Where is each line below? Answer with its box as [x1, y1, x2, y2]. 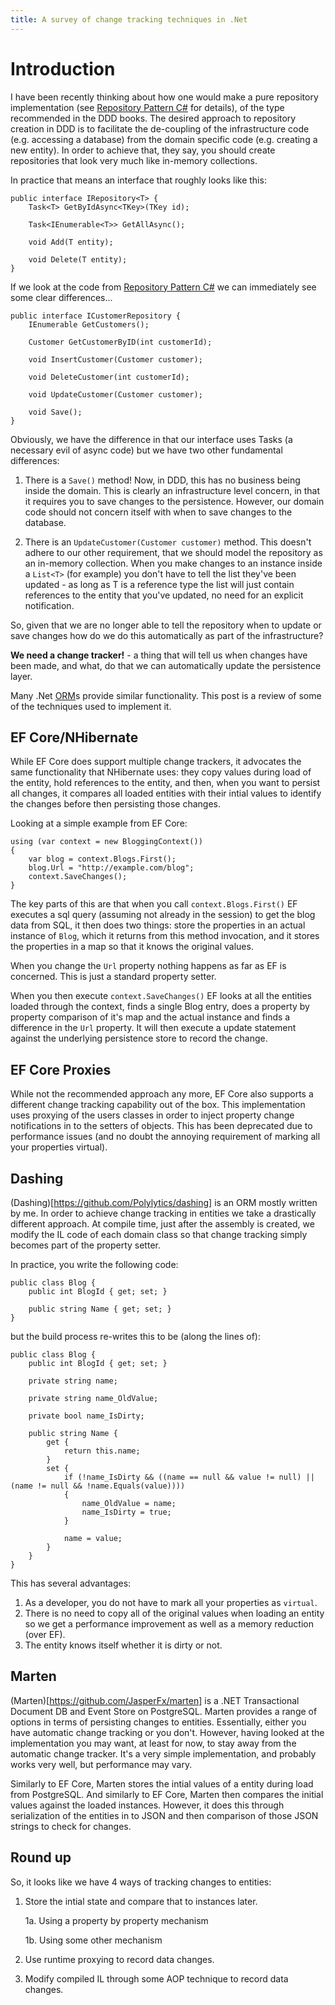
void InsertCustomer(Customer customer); [28, 354, 203, 365]
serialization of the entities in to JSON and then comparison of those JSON [10, 1809, 319, 1821]
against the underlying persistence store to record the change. [10, 1032, 268, 1045]
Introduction [10, 57, 116, 80]
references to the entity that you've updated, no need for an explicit [24, 589, 304, 601]
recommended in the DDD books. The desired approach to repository [10, 112, 297, 124]
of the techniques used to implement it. [10, 700, 172, 712]
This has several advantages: [10, 1577, 132, 1589]
